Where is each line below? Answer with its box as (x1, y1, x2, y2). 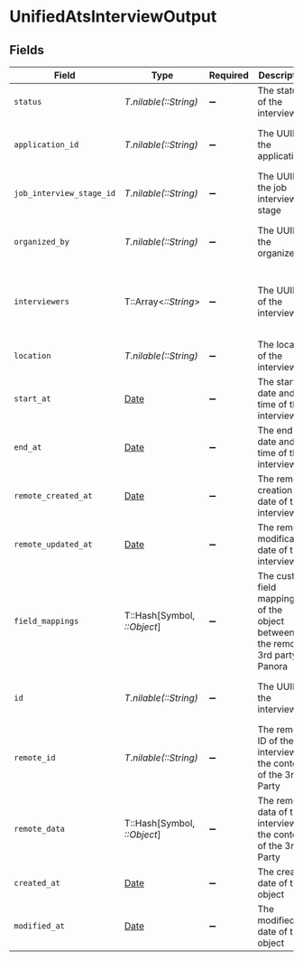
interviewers (14, 296, 70, 306)
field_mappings (14, 616, 79, 626)
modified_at (14, 921, 66, 931)
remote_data (14, 824, 66, 834)
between (257, 626, 295, 639)
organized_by (14, 237, 70, 247)
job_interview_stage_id (14, 188, 116, 198)
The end (257, 425, 293, 436)
